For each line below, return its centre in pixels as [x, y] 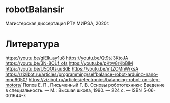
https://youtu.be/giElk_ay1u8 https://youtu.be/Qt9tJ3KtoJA [67, 58]
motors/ [13, 85]
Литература [32, 44]
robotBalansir [35, 9]
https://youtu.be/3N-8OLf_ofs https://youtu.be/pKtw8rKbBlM [69, 63]
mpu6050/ [16, 79]
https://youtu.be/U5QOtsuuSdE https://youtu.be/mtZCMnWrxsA [72, 68]
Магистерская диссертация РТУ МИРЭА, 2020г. [58, 23]
